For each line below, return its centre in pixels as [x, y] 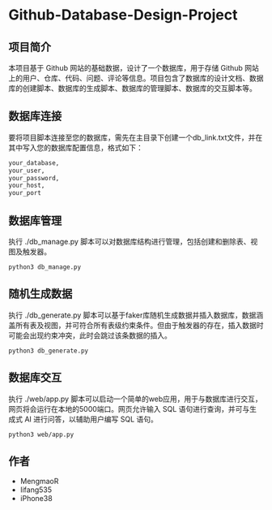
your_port [25, 193]
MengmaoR [39, 482]
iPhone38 [36, 499]
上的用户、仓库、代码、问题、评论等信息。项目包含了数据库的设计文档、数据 [136, 78]
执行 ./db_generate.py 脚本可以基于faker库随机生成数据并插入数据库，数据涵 [136, 315]
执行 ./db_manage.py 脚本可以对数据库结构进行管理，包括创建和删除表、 [130, 242]
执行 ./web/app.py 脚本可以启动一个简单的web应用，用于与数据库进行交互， [136, 399]
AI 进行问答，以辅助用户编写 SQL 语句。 [91, 419]
